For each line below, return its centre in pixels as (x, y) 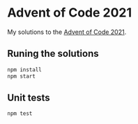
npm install (24, 70)
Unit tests (29, 97)
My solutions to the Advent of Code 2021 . (67, 32)
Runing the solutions (53, 54)
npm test (20, 114)
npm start (22, 76)
